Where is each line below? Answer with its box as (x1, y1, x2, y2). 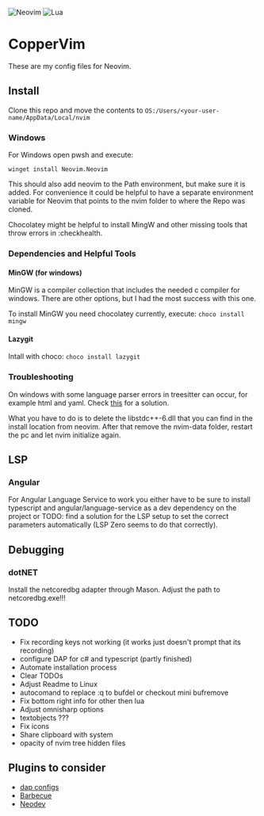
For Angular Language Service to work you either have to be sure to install (8, 495, 251, 505)
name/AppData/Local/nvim (8, 113, 90, 122)
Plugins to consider (8, 761, 106, 775)
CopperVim (8, 36, 86, 53)
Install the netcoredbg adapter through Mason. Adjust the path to (8, 585, 220, 594)
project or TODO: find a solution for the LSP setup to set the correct (8, 512, 229, 521)
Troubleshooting (8, 372, 74, 383)
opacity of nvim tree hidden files (19, 738, 126, 748)
